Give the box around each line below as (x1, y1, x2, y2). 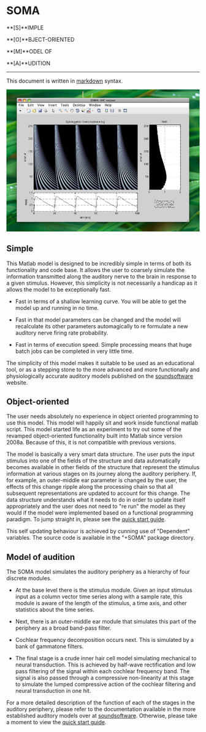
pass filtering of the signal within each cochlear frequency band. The (15, 668, 190, 675)
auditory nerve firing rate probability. (15, 329, 109, 336)
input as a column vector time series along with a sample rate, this (15, 593, 183, 600)
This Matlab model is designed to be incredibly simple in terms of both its (6, 260, 192, 267)
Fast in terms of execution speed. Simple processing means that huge (15, 341, 192, 348)
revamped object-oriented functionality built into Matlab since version (6, 432, 183, 440)
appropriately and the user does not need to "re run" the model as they (6, 503, 186, 510)
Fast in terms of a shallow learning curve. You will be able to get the (15, 298, 187, 305)
